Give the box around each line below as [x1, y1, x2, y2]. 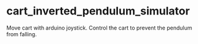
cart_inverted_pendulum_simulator [6, 4, 190, 18]
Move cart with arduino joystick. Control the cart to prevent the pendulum [6, 24, 192, 31]
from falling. [6, 30, 37, 37]
